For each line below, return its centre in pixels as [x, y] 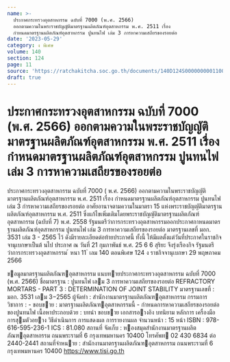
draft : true [24, 77]
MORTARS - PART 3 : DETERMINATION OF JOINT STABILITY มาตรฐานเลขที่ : [111, 289]
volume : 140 [24, 52]
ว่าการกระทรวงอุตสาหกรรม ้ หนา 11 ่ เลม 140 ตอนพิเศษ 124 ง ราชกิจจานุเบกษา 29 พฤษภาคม [114, 253]
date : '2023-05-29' [35, 39]
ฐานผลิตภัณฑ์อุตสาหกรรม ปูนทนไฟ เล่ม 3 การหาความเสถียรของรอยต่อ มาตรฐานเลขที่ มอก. [109, 229]
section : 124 [26, 58]
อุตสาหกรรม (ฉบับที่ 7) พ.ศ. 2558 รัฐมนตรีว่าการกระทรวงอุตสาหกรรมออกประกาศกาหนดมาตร [114, 222]
